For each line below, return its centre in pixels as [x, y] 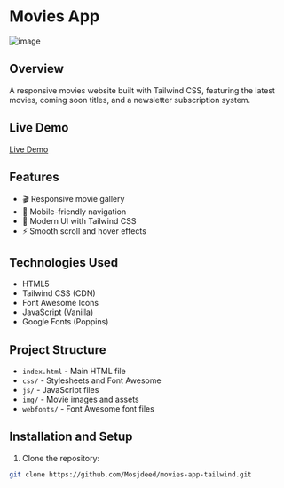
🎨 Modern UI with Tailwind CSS [79, 221]
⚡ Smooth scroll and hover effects [84, 231]
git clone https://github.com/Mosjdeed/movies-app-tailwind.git [130, 474]
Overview [37, 69]
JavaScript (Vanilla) [58, 312]
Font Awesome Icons [60, 303]
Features [34, 176]
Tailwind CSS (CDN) [59, 293]
